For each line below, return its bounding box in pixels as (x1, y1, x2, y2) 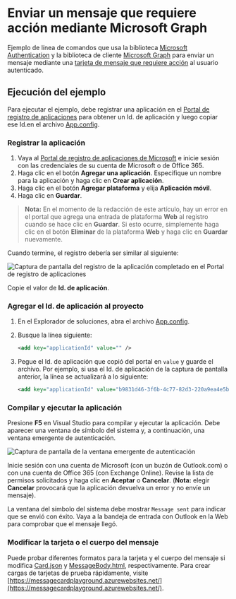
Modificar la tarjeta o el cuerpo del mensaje (7, 538, 159, 547)
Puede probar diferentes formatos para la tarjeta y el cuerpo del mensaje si (7, 553, 225, 562)
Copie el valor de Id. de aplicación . (7, 284, 109, 292)
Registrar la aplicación (7, 138, 86, 148)
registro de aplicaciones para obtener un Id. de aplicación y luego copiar (7, 112, 218, 121)
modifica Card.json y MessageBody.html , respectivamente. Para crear (7, 561, 211, 569)
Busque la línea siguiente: (17, 331, 93, 340)
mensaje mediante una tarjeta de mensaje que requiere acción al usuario (7, 58, 218, 66)
